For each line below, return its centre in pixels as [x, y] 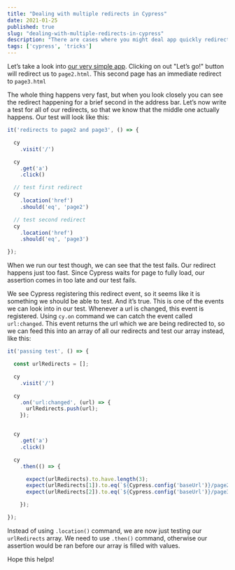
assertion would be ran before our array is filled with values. [94, 545]
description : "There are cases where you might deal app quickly [104, 40]
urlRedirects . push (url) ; [62, 409]
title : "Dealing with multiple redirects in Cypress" [87, 14]
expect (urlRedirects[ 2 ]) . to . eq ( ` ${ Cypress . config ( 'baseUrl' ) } [118, 492]
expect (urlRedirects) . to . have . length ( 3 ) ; [87, 479]
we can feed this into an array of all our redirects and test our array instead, [116, 331]
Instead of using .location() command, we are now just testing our [105, 531]
